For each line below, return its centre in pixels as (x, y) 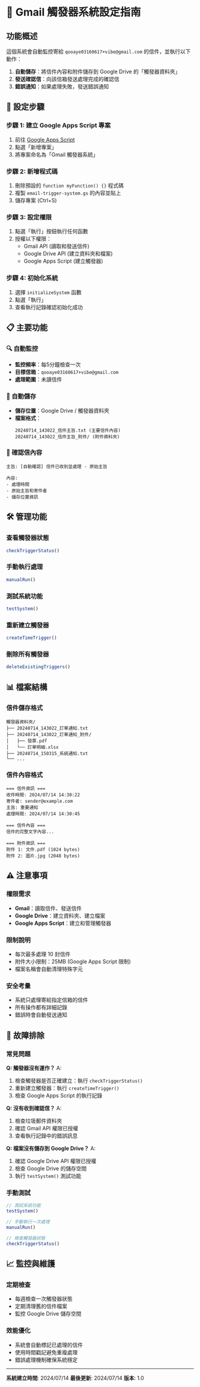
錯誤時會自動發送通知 (41, 1015)
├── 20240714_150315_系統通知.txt (47, 753)
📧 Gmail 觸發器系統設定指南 (74, 12)
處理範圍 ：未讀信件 (38, 379)
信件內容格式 (25, 775)
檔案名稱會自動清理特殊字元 (49, 969)
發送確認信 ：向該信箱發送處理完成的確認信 (67, 79)
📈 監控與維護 (31, 1264)
